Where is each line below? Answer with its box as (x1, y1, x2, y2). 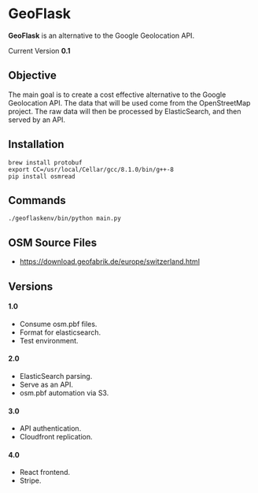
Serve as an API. (19, 380, 73, 389)
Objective (8, 69, 57, 83)
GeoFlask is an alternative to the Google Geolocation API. (8, 31, 195, 40)
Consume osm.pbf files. (19, 319, 98, 328)
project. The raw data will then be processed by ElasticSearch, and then (8, 106, 241, 116)
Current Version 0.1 (8, 46, 71, 55)
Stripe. (19, 476, 42, 485)
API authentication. (19, 424, 82, 433)
